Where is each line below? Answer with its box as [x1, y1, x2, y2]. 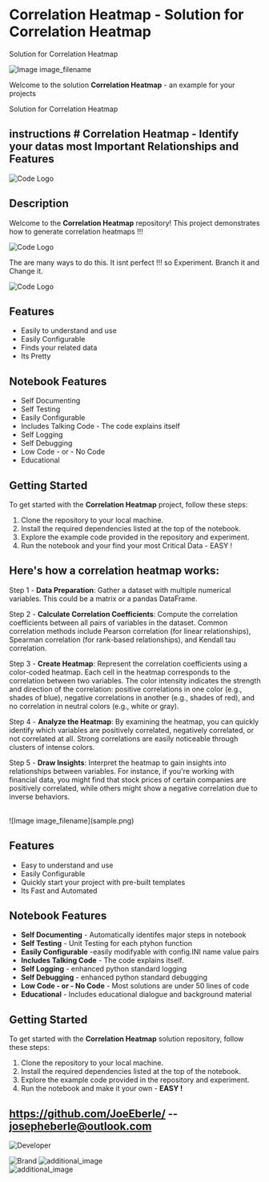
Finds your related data [20, 343, 98, 353]
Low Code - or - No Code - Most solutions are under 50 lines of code [20, 981, 250, 991]
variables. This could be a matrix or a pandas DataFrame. [9, 594, 198, 603]
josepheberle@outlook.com [9, 1119, 152, 1133]
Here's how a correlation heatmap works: [9, 564, 219, 578]
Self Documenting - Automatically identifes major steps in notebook [20, 930, 247, 940]
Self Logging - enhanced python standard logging [20, 964, 187, 974]
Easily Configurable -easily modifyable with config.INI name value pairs [20, 947, 259, 957]
